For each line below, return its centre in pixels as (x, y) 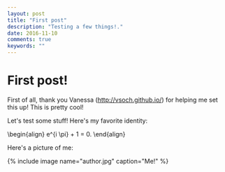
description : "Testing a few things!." (65, 26)
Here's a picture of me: (40, 148)
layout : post (26, 14)
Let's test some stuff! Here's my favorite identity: (78, 120)
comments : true (29, 40)
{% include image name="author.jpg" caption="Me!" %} (88, 161)
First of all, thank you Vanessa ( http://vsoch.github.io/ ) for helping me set (112, 100)
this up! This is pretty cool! (45, 107)
